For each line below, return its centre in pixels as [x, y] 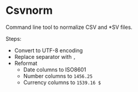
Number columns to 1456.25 [58, 76]
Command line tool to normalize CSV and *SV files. [69, 27]
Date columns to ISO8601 [55, 69]
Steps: [13, 38]
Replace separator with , [45, 57]
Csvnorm [29, 11]
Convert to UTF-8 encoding [49, 50]
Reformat [26, 63]
